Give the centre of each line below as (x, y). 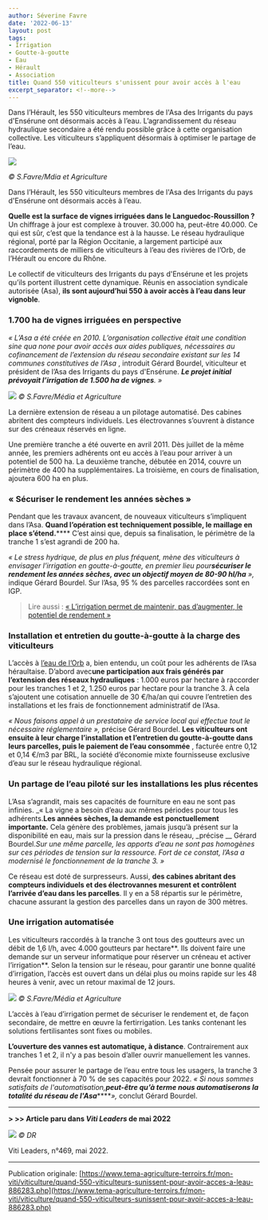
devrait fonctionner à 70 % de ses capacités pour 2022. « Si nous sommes (131, 1079)
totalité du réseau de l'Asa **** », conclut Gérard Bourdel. (103, 1096)
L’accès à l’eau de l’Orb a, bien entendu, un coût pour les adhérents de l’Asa (132, 663)
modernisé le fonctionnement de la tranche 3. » (87, 861)
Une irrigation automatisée (61, 922)
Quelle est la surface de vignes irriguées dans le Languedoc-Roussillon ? (132, 216)
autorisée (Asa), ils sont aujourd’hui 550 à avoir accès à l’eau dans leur (127, 291)
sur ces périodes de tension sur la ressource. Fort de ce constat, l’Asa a (126, 852)
